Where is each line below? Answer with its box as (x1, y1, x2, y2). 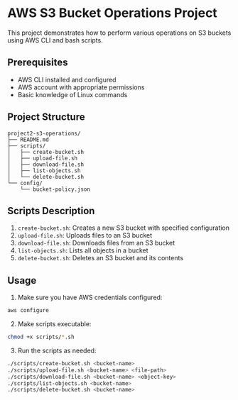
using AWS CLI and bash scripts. (7, 35, 103, 44)
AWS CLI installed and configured (17, 75, 117, 84)
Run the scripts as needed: (17, 346, 97, 355)
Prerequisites (7, 57, 68, 69)
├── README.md (7, 136, 50, 143)
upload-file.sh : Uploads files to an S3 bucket (17, 231, 153, 240)
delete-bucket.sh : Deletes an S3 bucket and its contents (17, 254, 183, 262)
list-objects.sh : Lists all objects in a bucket (17, 246, 148, 255)
